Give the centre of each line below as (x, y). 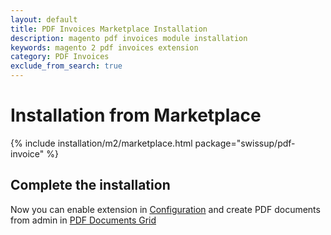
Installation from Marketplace (136, 115)
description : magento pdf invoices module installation (129, 38)
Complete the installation (90, 185)
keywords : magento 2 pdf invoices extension (104, 47)
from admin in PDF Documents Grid (83, 220)
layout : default (44, 19)
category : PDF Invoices (60, 57)
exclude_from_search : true (66, 66)
